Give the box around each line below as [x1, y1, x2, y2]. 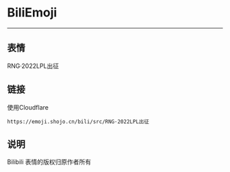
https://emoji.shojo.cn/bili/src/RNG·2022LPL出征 [7, 118, 149, 125]
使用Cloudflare [7, 103, 49, 111]
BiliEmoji [7, 5, 57, 21]
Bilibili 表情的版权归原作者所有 [7, 158, 92, 166]
